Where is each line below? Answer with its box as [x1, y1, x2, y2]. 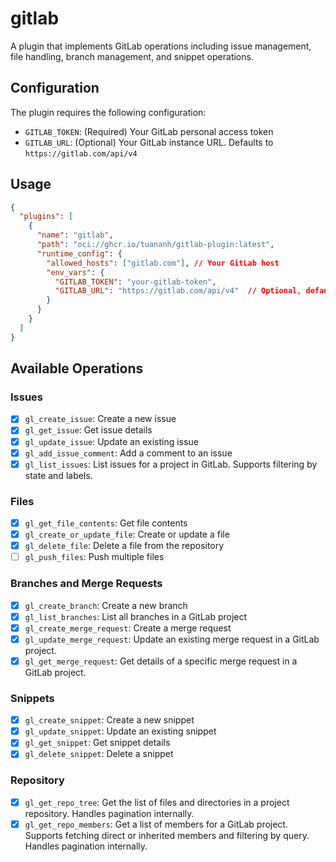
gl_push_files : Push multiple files [24, 551, 165, 563]
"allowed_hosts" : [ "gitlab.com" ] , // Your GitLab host [46, 258, 280, 268]
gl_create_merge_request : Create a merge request [24, 622, 232, 634]
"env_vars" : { [46, 267, 105, 277]
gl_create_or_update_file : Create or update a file [24, 528, 230, 541]
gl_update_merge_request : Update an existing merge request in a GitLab [24, 633, 320, 645]
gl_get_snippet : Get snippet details [24, 737, 171, 749]
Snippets [10, 691, 55, 705]
